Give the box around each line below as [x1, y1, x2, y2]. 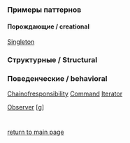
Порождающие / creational [7, 22, 89, 31]
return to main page [7, 128, 64, 136]
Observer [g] [7, 103, 44, 112]
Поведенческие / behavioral [7, 73, 108, 83]
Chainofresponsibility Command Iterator [7, 89, 123, 98]
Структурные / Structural [7, 55, 98, 65]
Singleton [7, 38, 35, 46]
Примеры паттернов [7, 5, 82, 15]
